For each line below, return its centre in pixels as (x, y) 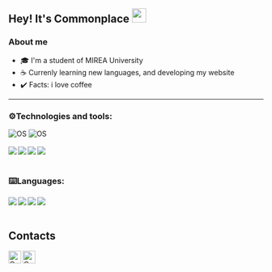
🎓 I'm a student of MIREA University (81, 60)
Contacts (32, 236)
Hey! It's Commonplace (69, 19)
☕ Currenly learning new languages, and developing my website (127, 72)
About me (28, 42)
